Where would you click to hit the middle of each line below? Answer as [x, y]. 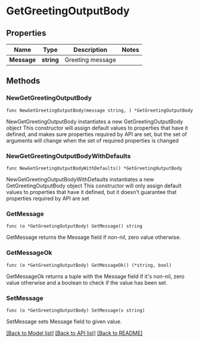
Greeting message [90, 60]
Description [91, 50]
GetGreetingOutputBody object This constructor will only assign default [94, 186]
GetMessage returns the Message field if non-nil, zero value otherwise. [94, 238]
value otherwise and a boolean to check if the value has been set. [87, 282]
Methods [23, 81]
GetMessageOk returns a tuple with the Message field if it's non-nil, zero [95, 276]
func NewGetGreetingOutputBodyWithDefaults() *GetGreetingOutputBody [94, 168]
